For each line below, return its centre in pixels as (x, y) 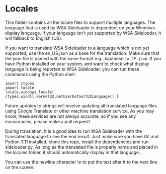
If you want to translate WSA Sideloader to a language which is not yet (77, 48)
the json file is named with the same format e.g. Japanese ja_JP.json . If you (83, 58)
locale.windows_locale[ (30, 92)
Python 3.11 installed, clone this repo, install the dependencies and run (77, 142)
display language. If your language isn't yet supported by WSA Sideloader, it (83, 33)
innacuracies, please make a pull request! (48, 121)
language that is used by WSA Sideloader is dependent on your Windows (80, 27)
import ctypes (20, 83)
